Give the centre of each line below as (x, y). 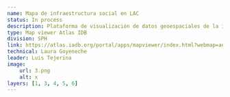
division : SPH (27, 39)
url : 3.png (35, 70)
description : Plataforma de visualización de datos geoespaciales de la (113, 26)
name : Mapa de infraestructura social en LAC (73, 13)
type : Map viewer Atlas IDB (47, 32)
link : (15, 45)
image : (16, 64)
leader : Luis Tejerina (39, 58)
